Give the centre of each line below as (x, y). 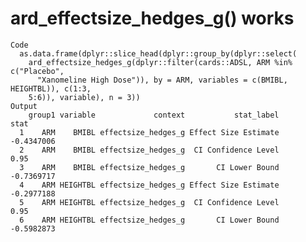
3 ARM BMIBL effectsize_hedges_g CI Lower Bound (149, 167)
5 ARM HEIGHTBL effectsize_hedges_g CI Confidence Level (149, 202)
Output (24, 106)
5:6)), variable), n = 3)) (84, 97)
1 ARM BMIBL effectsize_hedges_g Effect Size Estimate (149, 132)
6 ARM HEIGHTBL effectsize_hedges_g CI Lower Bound (149, 220)
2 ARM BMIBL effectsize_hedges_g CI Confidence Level (149, 150)
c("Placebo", (37, 71)
